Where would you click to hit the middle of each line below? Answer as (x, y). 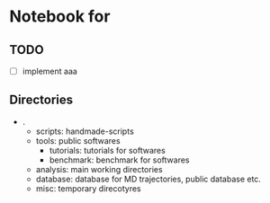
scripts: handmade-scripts (85, 131)
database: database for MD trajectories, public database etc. (148, 179)
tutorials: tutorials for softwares (108, 150)
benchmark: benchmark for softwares (120, 160)
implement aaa (50, 71)
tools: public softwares (78, 140)
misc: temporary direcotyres (88, 188)
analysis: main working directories (99, 169)
